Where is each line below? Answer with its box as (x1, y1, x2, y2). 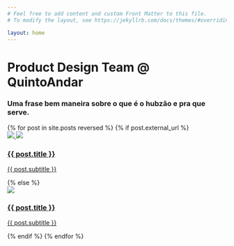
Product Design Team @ (7, 59, 150, 75)
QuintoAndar (7, 74, 84, 90)
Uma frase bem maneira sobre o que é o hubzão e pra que (7, 99, 206, 109)
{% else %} (7, 178, 40, 187)
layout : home (7, 29, 45, 36)
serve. (7, 107, 30, 117)
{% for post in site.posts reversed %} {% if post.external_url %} (7, 123, 189, 132)
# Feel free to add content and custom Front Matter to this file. (7, 10, 208, 17)
